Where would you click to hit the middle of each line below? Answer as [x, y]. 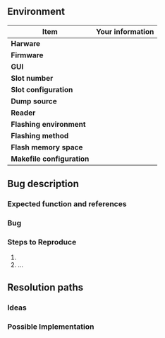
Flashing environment [48, 124]
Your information [125, 31]
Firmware [27, 55]
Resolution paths [45, 287]
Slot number [32, 78]
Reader [23, 113]
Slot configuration [42, 89]
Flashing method [40, 135]
